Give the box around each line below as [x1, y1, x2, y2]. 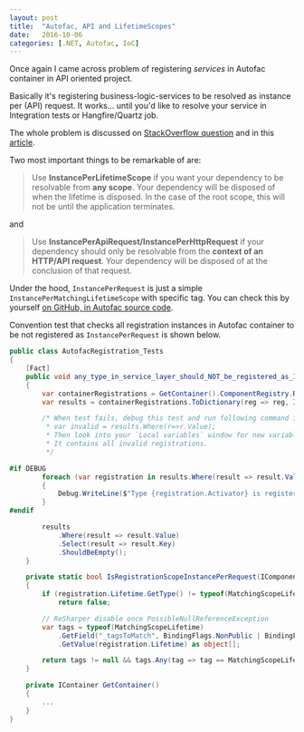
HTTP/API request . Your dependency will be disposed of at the [31, 256, 269, 267]
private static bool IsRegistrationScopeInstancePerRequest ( [25, 572, 261, 581]
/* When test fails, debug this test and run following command [42, 414, 290, 423]
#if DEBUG [9, 464, 47, 473]
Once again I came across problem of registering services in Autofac [9, 63, 266, 74]
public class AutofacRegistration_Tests [9, 346, 165, 356]
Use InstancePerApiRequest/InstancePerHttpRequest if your [31, 237, 265, 248]
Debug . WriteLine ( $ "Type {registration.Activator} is [57, 489, 261, 499]
